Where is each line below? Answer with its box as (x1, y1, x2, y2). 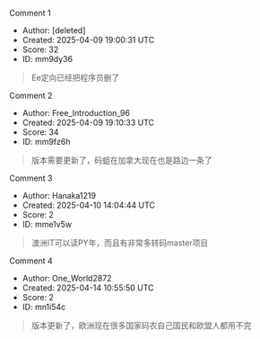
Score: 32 (22, 44, 59, 55)
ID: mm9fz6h (22, 137, 71, 147)
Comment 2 (9, 90, 53, 101)
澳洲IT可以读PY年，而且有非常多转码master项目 (30, 237, 209, 248)
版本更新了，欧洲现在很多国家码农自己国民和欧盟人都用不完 (30, 320, 252, 331)
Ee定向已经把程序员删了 (30, 72, 120, 83)
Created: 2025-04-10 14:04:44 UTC (22, 200, 155, 210)
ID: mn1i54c (22, 301, 66, 312)
